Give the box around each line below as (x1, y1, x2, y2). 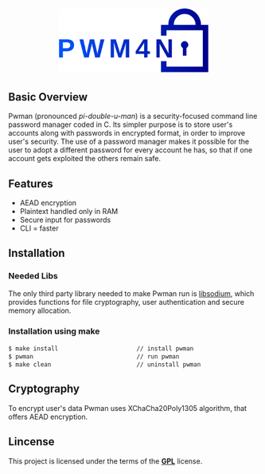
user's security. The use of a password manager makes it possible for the (8, 136, 250, 147)
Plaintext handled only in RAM (19, 207, 119, 216)
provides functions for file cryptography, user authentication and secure (8, 297, 245, 306)
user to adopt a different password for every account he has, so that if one (8, 145, 253, 155)
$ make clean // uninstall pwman (8, 361, 201, 369)
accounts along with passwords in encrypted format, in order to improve (8, 128, 245, 138)
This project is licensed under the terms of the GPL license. (8, 456, 203, 466)
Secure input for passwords (19, 215, 111, 225)
